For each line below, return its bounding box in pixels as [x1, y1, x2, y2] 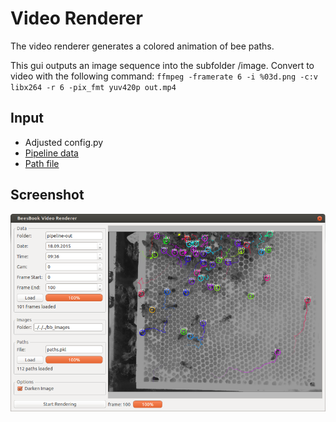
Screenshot [10, 187, 85, 204]
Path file [24, 157, 60, 169]
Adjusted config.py [24, 136, 104, 148]
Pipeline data [24, 147, 79, 159]
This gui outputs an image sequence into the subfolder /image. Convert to [10, 59, 315, 71]
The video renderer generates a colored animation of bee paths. [10, 40, 275, 52]
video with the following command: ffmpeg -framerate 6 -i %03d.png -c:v [10, 70, 318, 82]
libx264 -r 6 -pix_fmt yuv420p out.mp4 [10, 82, 177, 92]
